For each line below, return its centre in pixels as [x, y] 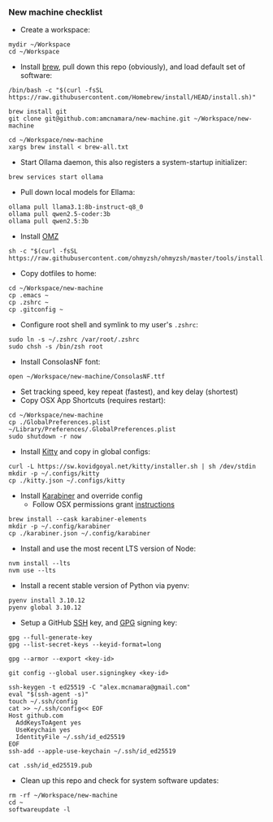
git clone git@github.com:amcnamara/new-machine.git [100, 119]
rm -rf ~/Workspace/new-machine [63, 796]
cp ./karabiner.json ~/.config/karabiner [80, 534]
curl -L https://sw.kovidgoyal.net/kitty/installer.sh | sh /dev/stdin [132, 467]
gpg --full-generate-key [50, 638]
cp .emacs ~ [28, 296]
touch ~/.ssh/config [43, 702]
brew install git [38, 112]
